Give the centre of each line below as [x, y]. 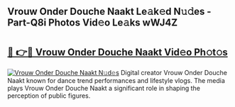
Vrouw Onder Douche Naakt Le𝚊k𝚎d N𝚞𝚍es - [109, 12]
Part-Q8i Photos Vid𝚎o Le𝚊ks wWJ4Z [93, 23]
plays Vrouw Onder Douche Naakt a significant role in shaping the [104, 88]
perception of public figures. [49, 96]
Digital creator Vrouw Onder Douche [174, 73]
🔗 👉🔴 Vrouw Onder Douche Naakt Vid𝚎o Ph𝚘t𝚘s [118, 52]
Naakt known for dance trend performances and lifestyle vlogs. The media [116, 80]
